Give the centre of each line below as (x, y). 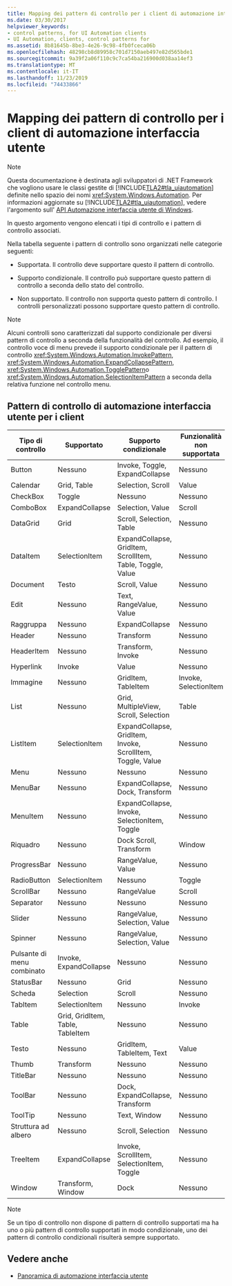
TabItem (24, 1005)
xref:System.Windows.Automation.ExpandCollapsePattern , (91, 362)
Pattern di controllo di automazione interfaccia (109, 406)
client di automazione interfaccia (104, 133)
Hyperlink (27, 667)
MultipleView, (139, 706)
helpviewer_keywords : (38, 26)
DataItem (25, 556)
